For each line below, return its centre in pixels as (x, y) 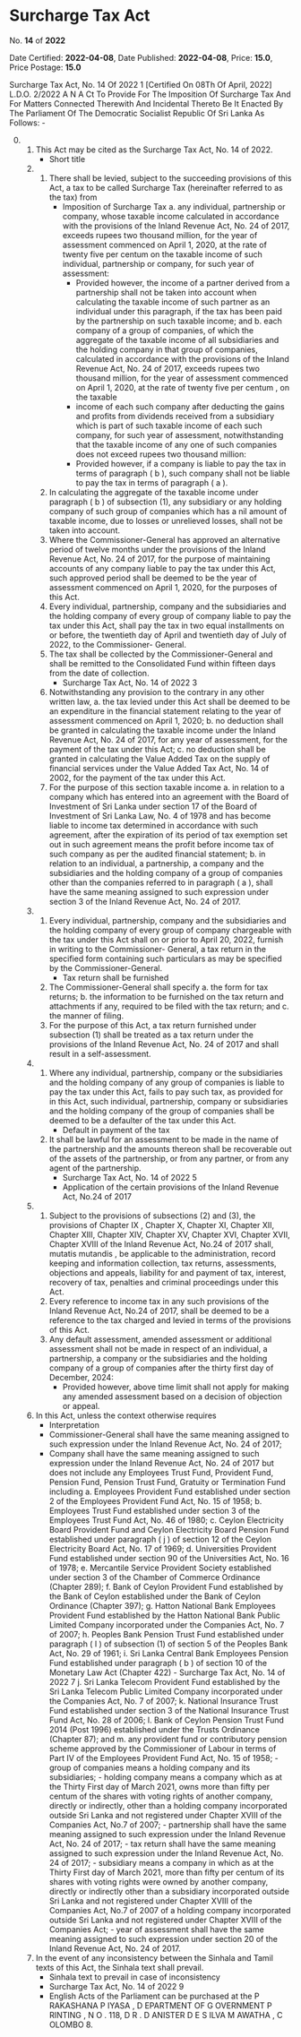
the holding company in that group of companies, (167, 349)
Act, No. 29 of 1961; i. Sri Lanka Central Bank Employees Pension (169, 1653)
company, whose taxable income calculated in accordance (171, 216)
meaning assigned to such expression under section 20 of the (163, 1938)
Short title (67, 159)
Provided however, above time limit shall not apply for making (176, 1387)
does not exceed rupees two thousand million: (161, 454)
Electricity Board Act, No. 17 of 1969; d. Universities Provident (163, 1548)
